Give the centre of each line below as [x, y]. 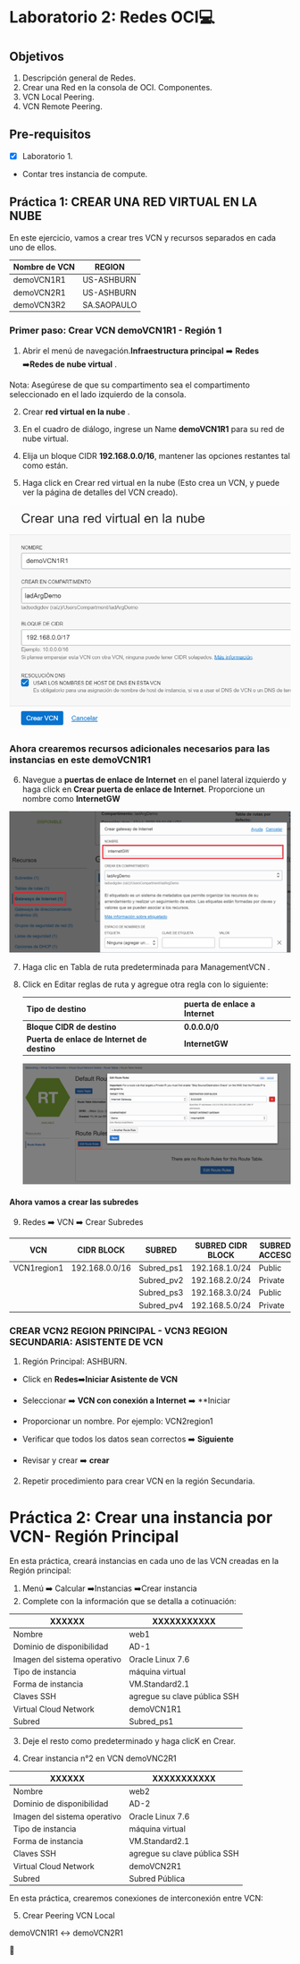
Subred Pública [157, 1878]
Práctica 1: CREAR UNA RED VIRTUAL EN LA [133, 202]
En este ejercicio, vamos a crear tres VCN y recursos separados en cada [143, 237]
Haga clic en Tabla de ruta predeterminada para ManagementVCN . [146, 966]
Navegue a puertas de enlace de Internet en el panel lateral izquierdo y [154, 779]
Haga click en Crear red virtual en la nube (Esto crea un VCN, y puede [150, 482]
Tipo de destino [56, 1008]
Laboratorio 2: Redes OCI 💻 [112, 17]
